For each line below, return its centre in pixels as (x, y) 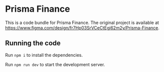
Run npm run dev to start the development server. (55, 64)
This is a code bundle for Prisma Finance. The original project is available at (82, 23)
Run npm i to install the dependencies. (44, 55)
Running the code (33, 43)
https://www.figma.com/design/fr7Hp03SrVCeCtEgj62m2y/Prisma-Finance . (82, 27)
